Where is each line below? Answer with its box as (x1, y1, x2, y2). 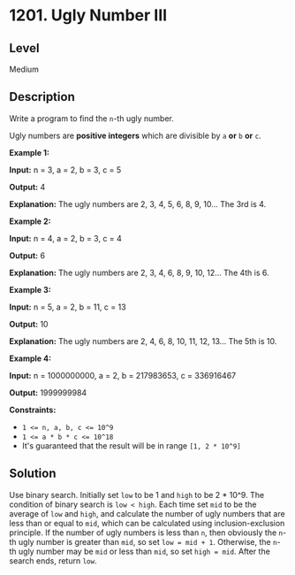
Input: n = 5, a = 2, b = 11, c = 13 (9, 302, 126, 312)
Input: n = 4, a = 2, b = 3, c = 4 (9, 233, 122, 243)
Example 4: (9, 353, 51, 364)
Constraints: (9, 404, 57, 415)
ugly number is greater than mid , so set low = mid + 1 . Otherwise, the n (18, 536, 277, 547)
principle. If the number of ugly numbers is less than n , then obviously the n (9, 527, 284, 538)
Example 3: (9, 284, 51, 295)
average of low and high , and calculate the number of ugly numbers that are (9, 508, 285, 518)
